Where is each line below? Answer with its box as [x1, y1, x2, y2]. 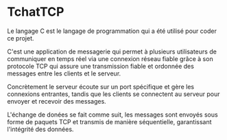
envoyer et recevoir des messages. [7, 97, 106, 105]
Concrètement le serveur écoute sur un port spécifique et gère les [7, 82, 194, 91]
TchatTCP [7, 4, 64, 20]
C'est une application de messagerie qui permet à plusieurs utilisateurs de [7, 47, 217, 56]
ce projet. [7, 34, 34, 42]
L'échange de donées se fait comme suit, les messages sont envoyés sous [7, 110, 218, 119]
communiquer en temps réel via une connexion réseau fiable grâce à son [7, 54, 214, 62]
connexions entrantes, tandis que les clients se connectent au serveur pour [7, 90, 220, 98]
